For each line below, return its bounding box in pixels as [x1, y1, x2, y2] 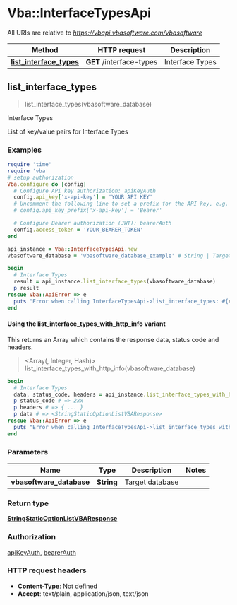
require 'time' [7, 161, 52, 168]
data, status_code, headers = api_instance [13, 391, 143, 398]
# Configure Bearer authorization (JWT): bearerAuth [13, 220, 172, 227]
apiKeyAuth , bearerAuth [7, 548, 76, 556]
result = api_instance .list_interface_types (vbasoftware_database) [13, 278, 217, 286]
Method [31, 45, 59, 54]
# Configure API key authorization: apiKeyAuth [13, 187, 157, 194]
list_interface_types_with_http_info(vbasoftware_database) [24, 364, 195, 372]
